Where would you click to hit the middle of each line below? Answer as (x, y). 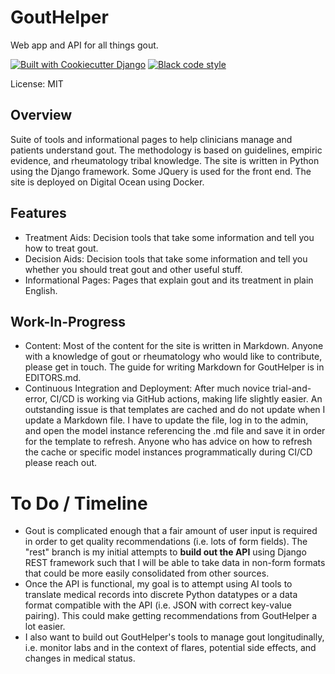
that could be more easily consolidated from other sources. (147, 573)
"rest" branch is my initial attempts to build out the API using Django (165, 552)
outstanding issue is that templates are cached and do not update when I (175, 410)
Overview (41, 115)
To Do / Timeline (79, 503)
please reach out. (61, 463)
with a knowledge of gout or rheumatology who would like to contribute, (173, 357)
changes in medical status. (80, 658)
